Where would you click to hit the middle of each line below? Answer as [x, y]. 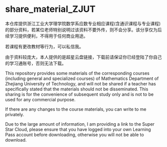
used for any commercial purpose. [41, 99]
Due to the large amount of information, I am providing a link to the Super [80, 124]
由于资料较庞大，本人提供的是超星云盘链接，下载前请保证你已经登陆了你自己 [83, 57]
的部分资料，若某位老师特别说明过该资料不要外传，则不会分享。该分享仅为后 [83, 30]
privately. [15, 114]
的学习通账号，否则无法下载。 [36, 63]
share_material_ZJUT [50, 9]
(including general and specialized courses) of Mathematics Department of [82, 78]
